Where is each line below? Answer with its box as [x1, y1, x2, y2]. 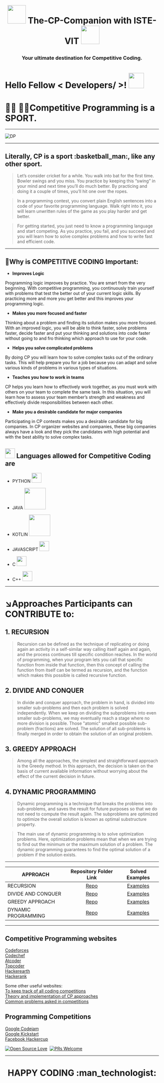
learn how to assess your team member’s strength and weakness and [5, 394, 145, 400]
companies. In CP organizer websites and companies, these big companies [5, 423, 157, 429]
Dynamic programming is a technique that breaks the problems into [17, 801, 153, 807]
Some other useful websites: [5, 983, 62, 988]
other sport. [5, 160, 42, 168]
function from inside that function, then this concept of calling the [17, 662, 149, 667]
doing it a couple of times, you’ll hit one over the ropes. [17, 189, 128, 195]
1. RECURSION [5, 628, 49, 637]
